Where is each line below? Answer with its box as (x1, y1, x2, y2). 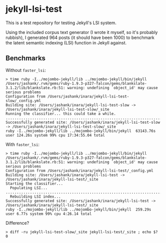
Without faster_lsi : (5, 67, 46, 73)
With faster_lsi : (5, 141, 40, 147)
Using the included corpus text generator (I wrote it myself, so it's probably (5, 29, 158, 35)
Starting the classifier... (5, 181, 64, 186)
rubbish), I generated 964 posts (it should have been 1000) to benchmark (5, 35, 155, 40)
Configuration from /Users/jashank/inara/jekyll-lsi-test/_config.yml (5, 168, 154, 173)
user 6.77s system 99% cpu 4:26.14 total (5, 211, 92, 216)
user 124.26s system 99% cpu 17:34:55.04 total (5, 133, 105, 138)
